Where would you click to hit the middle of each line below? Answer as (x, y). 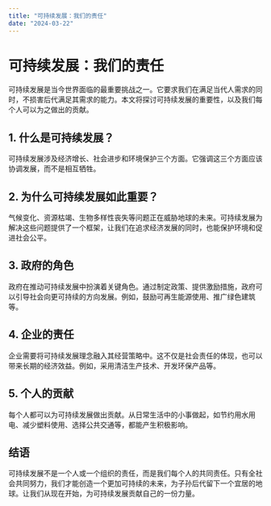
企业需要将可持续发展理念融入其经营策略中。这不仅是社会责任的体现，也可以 (135, 355)
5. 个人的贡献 (41, 393)
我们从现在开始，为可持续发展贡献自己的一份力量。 (114, 494)
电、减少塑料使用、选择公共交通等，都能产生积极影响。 (100, 424)
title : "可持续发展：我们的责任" (58, 16)
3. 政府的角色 (41, 266)
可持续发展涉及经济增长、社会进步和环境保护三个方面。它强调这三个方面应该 (135, 159)
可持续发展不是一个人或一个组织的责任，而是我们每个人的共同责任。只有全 (132, 474)
